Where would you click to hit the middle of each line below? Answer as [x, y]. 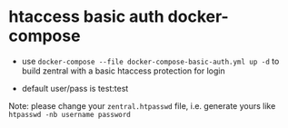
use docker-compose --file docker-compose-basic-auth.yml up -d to [150, 61]
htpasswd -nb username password [70, 114]
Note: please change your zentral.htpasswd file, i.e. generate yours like [142, 105]
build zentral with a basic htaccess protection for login [123, 71]
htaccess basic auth [86, 17]
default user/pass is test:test [75, 88]
